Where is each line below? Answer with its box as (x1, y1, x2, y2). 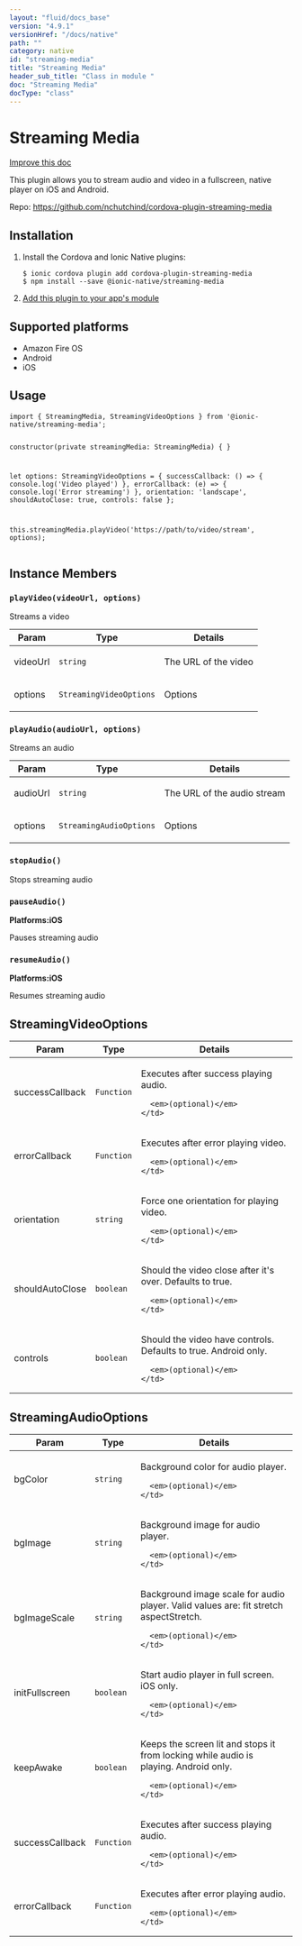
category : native (9, 47, 75, 56)
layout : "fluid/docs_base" (9, 13, 111, 23)
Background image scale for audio (140, 1587, 285, 1600)
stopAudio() (9, 855, 62, 866)
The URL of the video (164, 655, 254, 668)
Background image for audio (140, 1518, 261, 1530)
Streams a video (9, 611, 70, 622)
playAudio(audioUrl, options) (9, 725, 142, 735)
